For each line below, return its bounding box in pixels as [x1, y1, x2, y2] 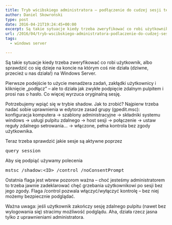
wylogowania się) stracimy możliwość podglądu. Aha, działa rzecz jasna [5, 208, 158, 215]
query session [5, 148, 41, 153]
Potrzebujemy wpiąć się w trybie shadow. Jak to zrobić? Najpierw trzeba [5, 101, 159, 107]
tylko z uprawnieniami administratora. [5, 214, 84, 220]
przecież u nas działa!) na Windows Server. [5, 70, 96, 76]
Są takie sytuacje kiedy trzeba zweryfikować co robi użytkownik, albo [5, 59, 153, 65]
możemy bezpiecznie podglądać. [5, 193, 75, 199]
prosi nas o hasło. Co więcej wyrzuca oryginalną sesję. [5, 91, 121, 97]
